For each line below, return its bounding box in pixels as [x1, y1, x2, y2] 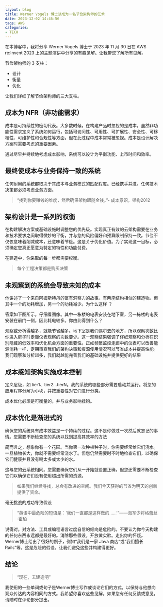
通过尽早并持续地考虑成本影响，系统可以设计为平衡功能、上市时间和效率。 [5, 151, 154, 157]
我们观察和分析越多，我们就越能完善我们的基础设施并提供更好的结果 [5, 352, 141, 358]
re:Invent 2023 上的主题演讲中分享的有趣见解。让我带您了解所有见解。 [5, 50, 147, 56]
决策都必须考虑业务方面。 [5, 187, 56, 192]
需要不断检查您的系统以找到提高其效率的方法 [17, 434, 107, 439]
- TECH [5, 30, 18, 35]
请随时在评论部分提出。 [5, 596, 52, 602]
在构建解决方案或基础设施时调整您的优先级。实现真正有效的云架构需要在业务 [5, 227, 158, 232]
